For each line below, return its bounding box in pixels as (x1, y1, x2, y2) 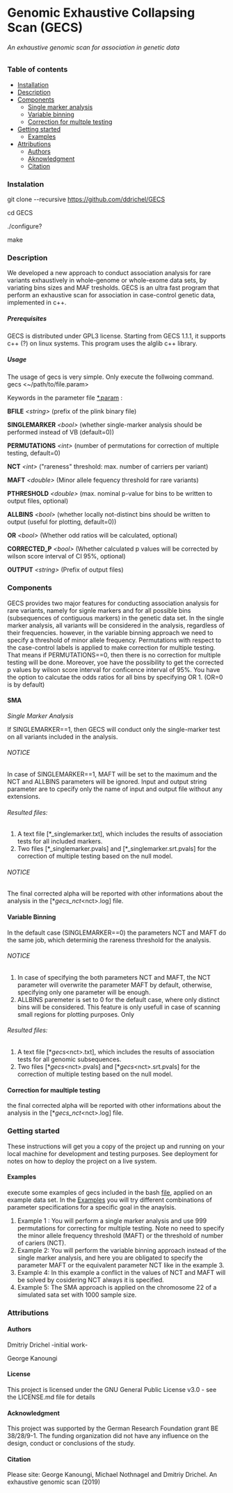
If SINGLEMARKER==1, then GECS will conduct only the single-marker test (7, 725, 220, 733)
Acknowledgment (7, 1409, 61, 1417)
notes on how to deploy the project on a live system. (7, 1157, 157, 1165)
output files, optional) (7, 497, 69, 506)
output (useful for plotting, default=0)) (7, 517, 117, 526)
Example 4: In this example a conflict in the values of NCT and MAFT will (17, 1268, 226, 1276)
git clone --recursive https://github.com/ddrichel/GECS (7, 195, 166, 203)
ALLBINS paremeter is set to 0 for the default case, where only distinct (17, 995, 220, 1003)
